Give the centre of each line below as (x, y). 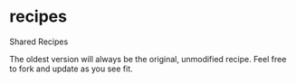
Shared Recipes (39, 41)
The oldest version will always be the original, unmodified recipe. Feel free (148, 59)
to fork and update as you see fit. (71, 69)
